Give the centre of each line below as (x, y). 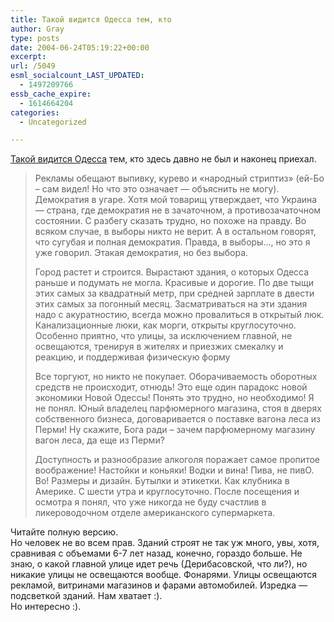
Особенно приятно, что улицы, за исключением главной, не (163, 336)
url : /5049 (33, 66)
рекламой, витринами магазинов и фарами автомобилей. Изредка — (159, 585)
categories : (35, 112)
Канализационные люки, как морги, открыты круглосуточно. (165, 325)
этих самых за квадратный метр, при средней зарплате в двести (174, 293)
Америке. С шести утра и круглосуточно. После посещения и (167, 492)
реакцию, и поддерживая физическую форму (132, 357)
